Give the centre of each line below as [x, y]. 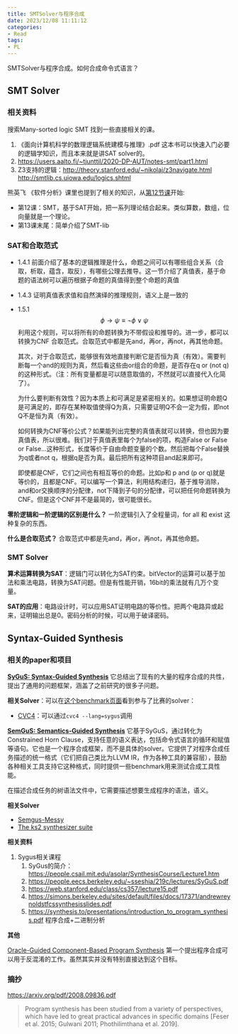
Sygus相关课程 [39, 856]
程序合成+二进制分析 [75, 920]
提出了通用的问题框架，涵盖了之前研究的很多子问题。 [85, 685]
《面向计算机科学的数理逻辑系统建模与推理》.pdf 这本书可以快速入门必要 [124, 144]
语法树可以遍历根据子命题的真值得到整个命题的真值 [104, 280]
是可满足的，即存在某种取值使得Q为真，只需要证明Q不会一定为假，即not [123, 406]
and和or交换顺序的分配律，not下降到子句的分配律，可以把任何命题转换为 [124, 490]
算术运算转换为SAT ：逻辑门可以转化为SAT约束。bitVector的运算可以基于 [113, 573]
